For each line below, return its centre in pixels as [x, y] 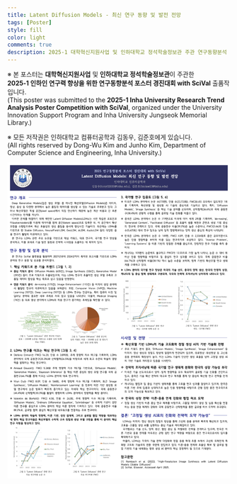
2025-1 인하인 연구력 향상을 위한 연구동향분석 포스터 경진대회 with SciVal [109, 83]
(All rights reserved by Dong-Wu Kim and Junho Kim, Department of [107, 145]
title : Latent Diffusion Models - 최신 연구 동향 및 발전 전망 [94, 15]
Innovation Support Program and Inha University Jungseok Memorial [107, 115]
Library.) [19, 123]
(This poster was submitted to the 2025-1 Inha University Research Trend [116, 100]
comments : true [30, 45]
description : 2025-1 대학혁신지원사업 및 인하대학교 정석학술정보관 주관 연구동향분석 [117, 52]
